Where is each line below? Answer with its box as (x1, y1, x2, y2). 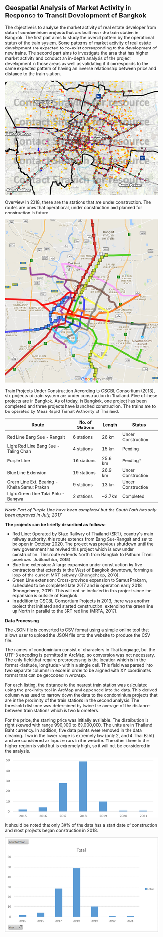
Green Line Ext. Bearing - (7, 479, 58, 485)
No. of (79, 419, 92, 425)
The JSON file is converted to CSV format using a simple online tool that (5, 627, 149, 633)
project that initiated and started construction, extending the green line (12, 603, 154, 608)
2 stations (72, 493, 93, 499)
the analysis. (5, 748, 31, 754)
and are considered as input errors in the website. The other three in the (5, 738, 149, 743)
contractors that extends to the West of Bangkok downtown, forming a (12, 567, 153, 573)
